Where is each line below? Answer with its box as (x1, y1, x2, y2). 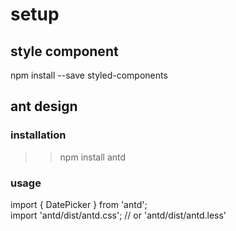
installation (10, 128, 67, 142)
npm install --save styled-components (10, 69, 168, 81)
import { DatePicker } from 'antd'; (10, 198, 148, 210)
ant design (10, 98, 78, 115)
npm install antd (59, 151, 127, 163)
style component (10, 43, 119, 60)
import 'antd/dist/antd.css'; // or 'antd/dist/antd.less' (10, 209, 227, 221)
